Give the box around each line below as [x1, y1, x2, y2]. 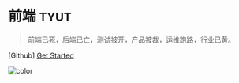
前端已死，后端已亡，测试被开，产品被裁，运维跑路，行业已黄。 [27, 35, 235, 44]
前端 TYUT [8, 7, 73, 25]
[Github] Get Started [8, 51, 74, 60]
